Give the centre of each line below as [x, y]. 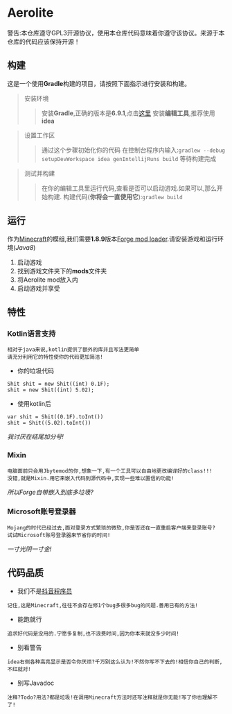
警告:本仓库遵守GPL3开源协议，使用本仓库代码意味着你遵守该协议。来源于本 [116, 33]
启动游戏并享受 [38, 288]
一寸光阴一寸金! [29, 549]
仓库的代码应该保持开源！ [44, 41]
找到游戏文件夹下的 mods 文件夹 [62, 271]
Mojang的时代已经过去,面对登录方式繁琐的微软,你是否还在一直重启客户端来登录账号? [111, 528]
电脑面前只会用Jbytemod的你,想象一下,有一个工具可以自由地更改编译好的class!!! [110, 471]
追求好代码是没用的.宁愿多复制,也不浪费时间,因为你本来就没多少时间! [93, 634]
